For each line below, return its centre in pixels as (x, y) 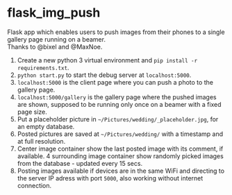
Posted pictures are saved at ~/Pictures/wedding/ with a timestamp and (120, 134)
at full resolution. (41, 141)
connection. (34, 185)
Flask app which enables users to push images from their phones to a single (116, 32)
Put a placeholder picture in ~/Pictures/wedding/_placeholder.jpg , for (118, 119)
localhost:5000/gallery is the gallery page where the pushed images (117, 97)
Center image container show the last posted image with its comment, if (120, 149)
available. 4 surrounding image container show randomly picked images (120, 156)
